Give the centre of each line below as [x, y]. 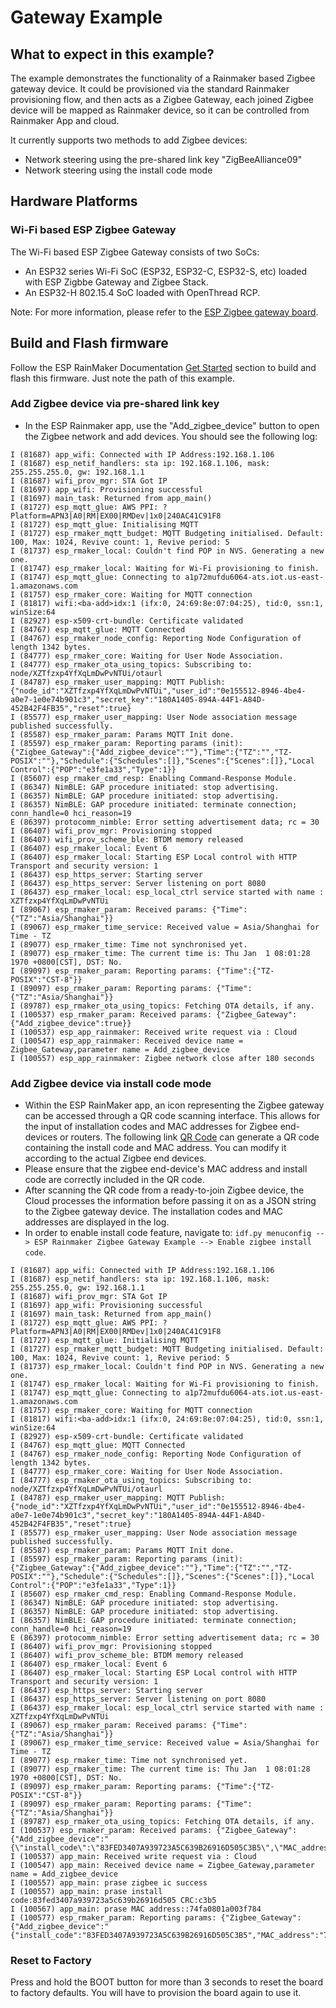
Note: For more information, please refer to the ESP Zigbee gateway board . [164, 312]
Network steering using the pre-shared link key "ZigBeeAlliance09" [163, 159]
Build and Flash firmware [89, 343]
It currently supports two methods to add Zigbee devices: [129, 140]
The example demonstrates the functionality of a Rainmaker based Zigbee [163, 78]
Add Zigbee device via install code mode [111, 1083]
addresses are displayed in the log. [97, 1222]
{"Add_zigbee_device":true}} [71, 1023]
